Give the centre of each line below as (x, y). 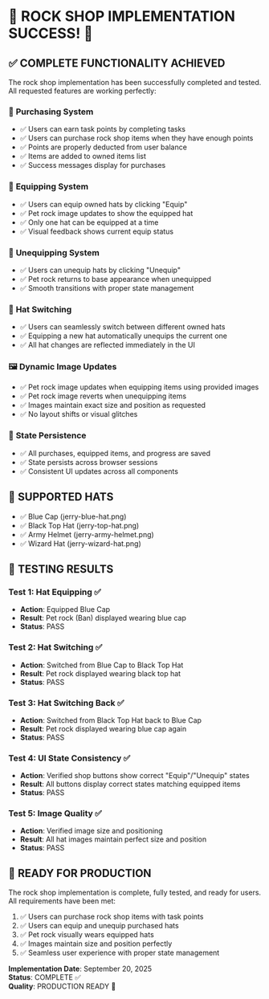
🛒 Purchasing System (51, 112)
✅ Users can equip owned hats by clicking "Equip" (104, 204)
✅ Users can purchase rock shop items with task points (112, 917)
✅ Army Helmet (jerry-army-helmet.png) (87, 534)
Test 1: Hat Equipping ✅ (55, 592)
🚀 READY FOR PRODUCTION (80, 873)
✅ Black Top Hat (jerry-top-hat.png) (79, 525)
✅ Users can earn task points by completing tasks (103, 129)
